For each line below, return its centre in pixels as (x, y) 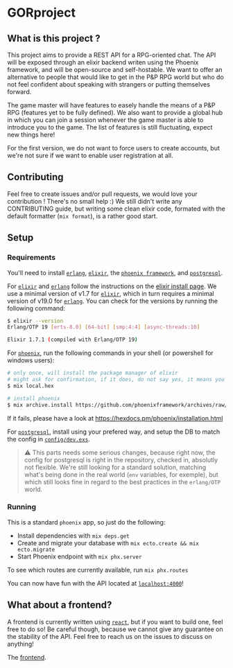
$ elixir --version (35, 321)
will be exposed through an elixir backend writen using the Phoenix (103, 62)
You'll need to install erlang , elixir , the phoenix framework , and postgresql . (115, 272)
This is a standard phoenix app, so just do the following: (86, 522)
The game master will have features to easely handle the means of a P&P (112, 105)
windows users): (31, 360)
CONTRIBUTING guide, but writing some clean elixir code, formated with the (116, 209)
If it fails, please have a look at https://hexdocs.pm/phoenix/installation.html (115, 418)
